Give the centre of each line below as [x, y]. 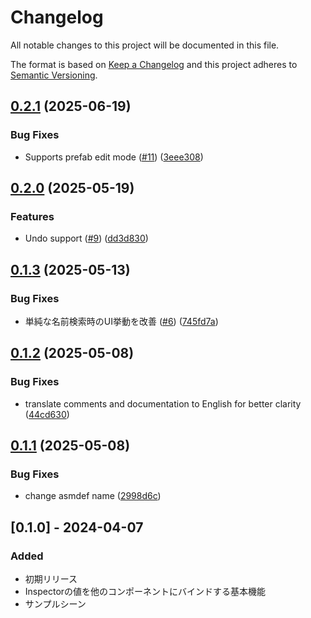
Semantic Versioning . [54, 75]
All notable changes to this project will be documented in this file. [145, 45]
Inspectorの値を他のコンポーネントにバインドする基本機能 [145, 592]
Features [32, 216]
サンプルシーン [55, 604]
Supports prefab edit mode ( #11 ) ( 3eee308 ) [114, 157]
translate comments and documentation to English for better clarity [163, 403]
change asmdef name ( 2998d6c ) [93, 496]
